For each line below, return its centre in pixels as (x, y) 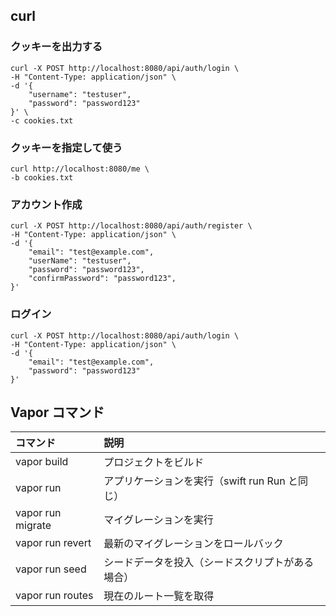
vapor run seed (51, 569)
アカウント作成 (46, 204)
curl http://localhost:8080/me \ (80, 169)
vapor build (42, 462)
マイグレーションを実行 (158, 520)
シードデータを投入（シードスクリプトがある (209, 562)
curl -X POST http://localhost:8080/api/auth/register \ (131, 226)
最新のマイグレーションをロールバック (193, 544)
